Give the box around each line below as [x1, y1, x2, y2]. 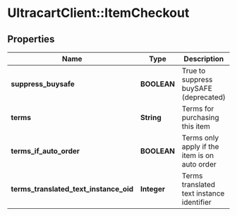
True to [181, 66, 206, 76]
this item [181, 121, 210, 131]
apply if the [181, 142, 219, 151]
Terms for [181, 104, 214, 114]
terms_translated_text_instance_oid [11, 184, 134, 193]
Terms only [181, 133, 219, 143]
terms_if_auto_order [11, 146, 80, 156]
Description [183, 54, 224, 64]
